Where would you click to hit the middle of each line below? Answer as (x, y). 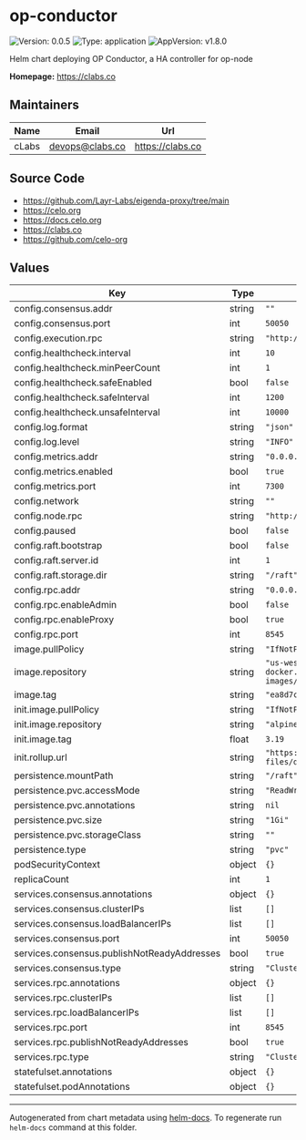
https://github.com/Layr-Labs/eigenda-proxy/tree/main (126, 200)
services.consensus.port (67, 939)
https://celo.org (52, 210)
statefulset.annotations (63, 1072)
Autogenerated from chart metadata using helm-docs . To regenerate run (146, 1118)
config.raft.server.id (56, 560)
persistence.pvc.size (58, 820)
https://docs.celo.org (62, 220)
